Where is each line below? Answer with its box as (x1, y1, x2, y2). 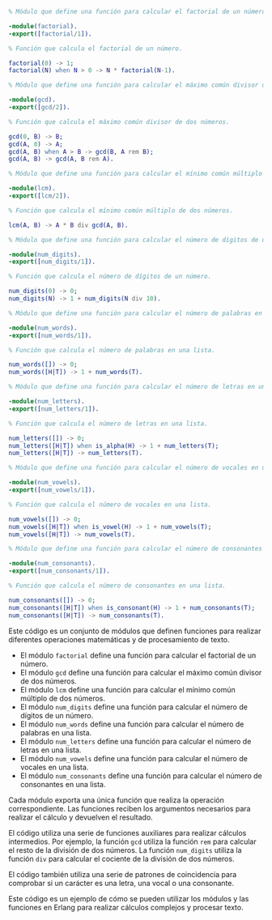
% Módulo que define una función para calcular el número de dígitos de (8, 236, 259, 244)
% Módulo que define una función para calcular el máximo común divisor (8, 81, 259, 89)
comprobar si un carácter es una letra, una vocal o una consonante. (8, 878, 235, 888)
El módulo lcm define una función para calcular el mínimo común (19, 684, 236, 694)
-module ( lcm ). (8, 185, 57, 193)
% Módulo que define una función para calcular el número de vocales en (8, 464, 259, 472)
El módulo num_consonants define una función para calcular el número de (19, 770, 263, 781)
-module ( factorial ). (8, 22, 79, 30)
